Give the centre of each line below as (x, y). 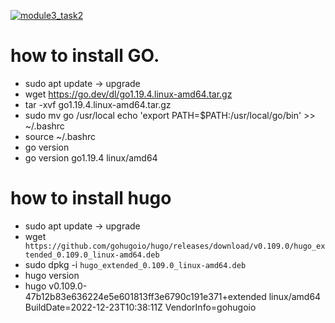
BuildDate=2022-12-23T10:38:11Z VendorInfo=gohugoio (140, 307)
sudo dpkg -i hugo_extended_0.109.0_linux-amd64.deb (135, 264)
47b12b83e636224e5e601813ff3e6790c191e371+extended (145, 296)
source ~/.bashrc (60, 136)
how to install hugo (91, 198)
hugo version (52, 275)
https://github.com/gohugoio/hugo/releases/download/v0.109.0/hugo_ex (175, 246)
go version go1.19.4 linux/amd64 (91, 157)
